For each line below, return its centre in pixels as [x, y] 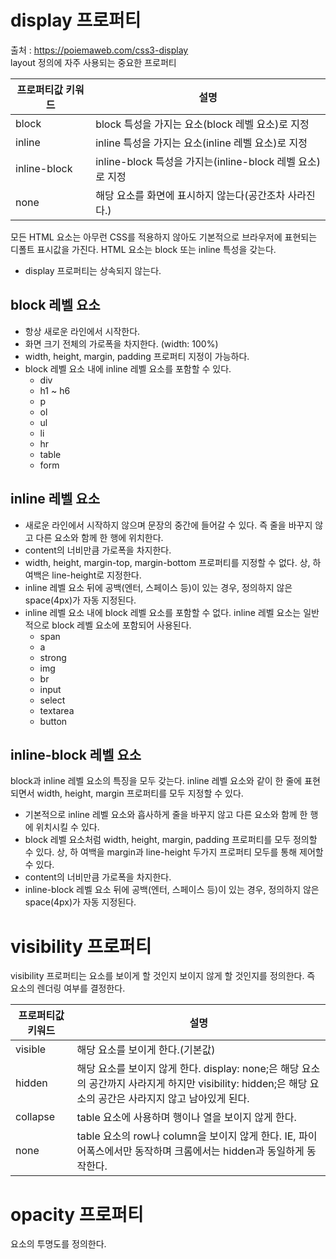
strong [53, 657]
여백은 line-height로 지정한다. [83, 575]
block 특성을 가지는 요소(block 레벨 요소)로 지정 [202, 124]
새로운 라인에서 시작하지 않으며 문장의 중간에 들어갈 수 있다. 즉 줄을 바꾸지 [168, 525]
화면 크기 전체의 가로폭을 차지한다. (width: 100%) [121, 343]
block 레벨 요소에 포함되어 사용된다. [121, 625]
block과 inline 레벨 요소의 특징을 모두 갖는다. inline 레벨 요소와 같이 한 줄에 [156, 781]
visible [31, 1049]
